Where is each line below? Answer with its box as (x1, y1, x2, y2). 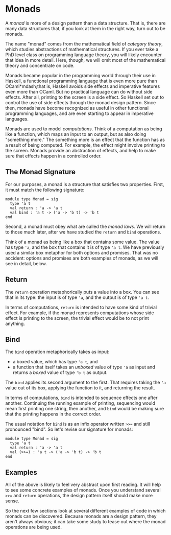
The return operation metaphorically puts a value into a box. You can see (5, 289, 160, 295)
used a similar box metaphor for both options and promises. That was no (5, 249, 158, 255)
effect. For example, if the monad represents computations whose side (5, 310, 154, 316)
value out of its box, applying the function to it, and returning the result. (5, 385, 155, 391)
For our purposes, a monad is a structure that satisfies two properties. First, (5, 181, 164, 187)
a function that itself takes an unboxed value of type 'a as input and (12, 364, 156, 370)
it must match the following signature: (5, 187, 85, 193)
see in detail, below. (5, 260, 47, 266)
